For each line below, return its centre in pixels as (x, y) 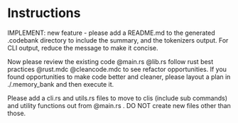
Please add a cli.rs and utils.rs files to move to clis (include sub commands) (118, 98)
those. (17, 113)
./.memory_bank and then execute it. (61, 84)
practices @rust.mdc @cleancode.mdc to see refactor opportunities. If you (117, 69)
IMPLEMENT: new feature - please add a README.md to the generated (111, 33)
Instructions (44, 13)
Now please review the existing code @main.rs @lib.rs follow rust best (110, 61)
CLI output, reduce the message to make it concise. (83, 48)
